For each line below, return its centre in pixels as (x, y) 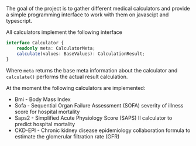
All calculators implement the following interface (64, 32)
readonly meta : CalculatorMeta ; (56, 48)
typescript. (19, 21)
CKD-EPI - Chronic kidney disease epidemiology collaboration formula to (102, 130)
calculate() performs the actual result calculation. (67, 77)
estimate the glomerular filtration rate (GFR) (67, 136)
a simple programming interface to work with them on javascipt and (87, 15)
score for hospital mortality (47, 112)
